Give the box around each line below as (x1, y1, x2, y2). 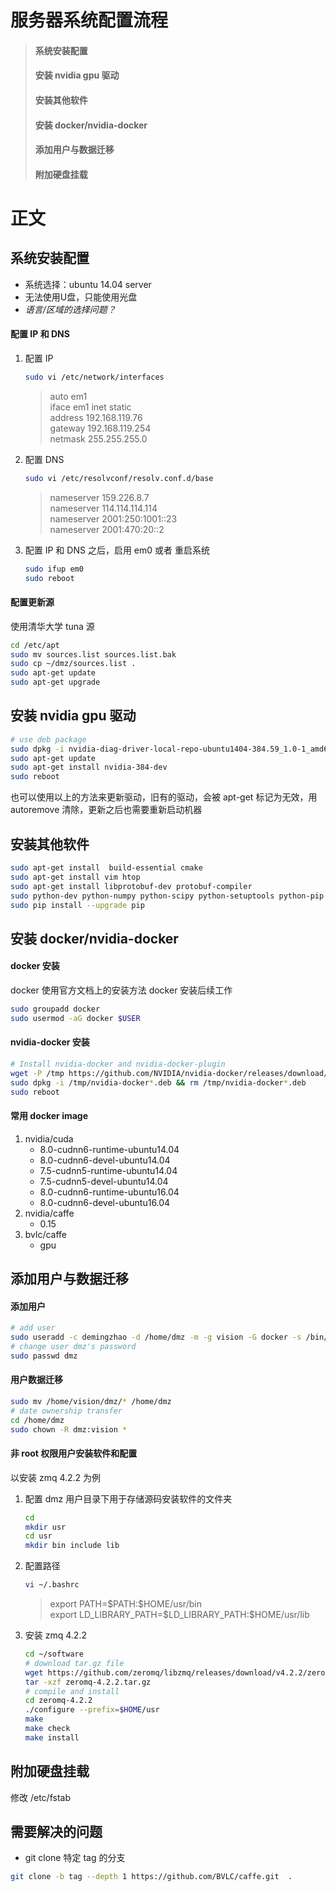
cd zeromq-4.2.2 (24, 1696, 93, 1706)
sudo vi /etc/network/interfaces (24, 372, 165, 382)
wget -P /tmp (10, 1068, 65, 1078)
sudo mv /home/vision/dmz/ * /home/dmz (10, 1396, 172, 1406)
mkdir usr (24, 1522, 67, 1532)
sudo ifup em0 (24, 564, 84, 574)
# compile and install (24, 1686, 120, 1696)
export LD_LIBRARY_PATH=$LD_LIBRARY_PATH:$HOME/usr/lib (49, 1609, 310, 1621)
